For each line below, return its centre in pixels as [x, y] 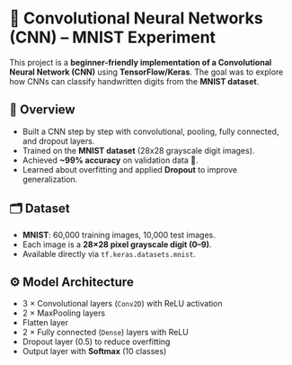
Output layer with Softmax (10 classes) [94, 352]
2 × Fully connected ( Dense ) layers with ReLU [105, 333]
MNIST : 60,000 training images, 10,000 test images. [119, 235]
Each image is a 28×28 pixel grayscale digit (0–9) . [117, 244]
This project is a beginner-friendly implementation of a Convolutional [141, 62]
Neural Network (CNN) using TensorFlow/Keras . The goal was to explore [146, 72]
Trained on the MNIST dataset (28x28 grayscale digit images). [138, 150]
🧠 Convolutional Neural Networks [136, 18]
